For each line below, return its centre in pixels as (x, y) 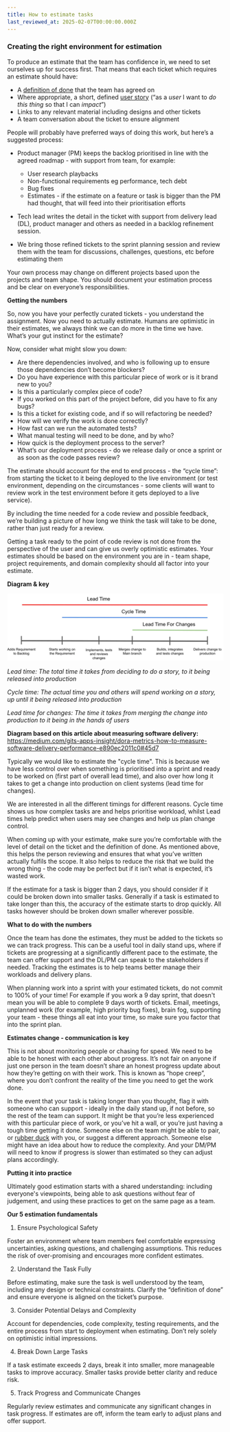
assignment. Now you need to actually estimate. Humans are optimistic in (111, 321)
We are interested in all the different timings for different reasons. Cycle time (115, 804)
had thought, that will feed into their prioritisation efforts (106, 203)
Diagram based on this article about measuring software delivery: (103, 734)
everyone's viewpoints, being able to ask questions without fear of (101, 1194)
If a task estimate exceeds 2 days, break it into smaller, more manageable (111, 1365)
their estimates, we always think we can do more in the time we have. (105, 328)
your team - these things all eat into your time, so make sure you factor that (114, 1017)
